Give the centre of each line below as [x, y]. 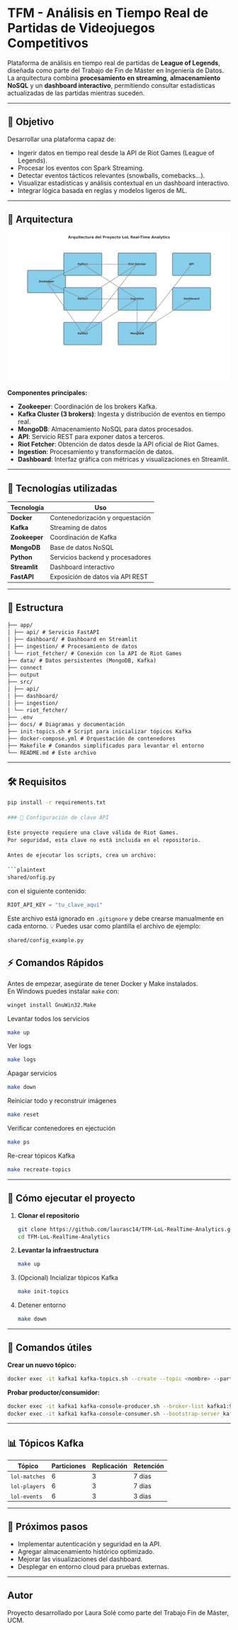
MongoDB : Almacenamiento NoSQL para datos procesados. [105, 429]
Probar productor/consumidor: [54, 1392]
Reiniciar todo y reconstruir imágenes [62, 1101]
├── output [23, 675]
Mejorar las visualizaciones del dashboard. [80, 1559]
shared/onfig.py [31, 877]
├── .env [20, 717]
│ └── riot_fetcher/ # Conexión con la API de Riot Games [95, 653]
